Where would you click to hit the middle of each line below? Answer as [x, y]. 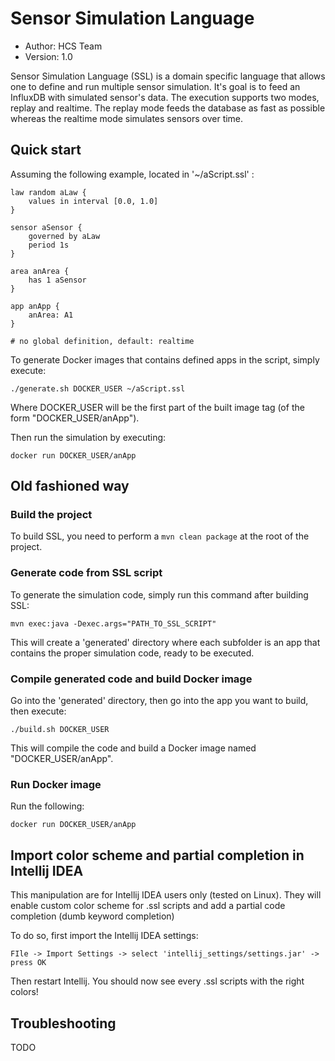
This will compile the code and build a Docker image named [133, 748]
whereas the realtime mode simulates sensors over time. [127, 118]
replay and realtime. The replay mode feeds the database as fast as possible [168, 108]
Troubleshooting [63, 1023]
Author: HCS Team [63, 46]
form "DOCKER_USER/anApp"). [75, 418]
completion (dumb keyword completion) [92, 916]
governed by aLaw [64, 236]
